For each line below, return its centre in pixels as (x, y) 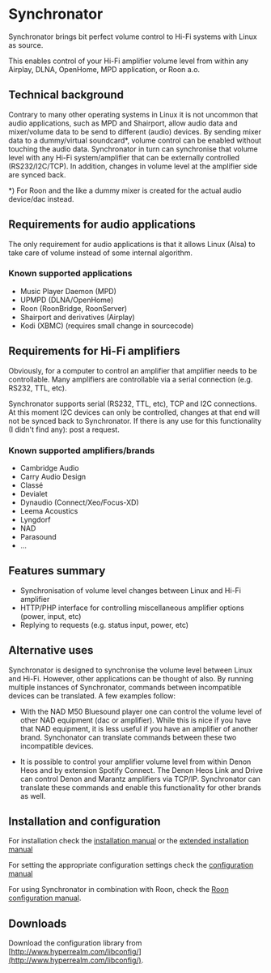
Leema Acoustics (49, 510)
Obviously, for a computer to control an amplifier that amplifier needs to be (133, 370)
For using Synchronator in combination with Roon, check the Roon (119, 890)
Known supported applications (70, 274)
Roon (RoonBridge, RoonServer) (74, 308)
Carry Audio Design (53, 476)
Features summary (57, 571)
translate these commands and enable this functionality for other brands (140, 787)
